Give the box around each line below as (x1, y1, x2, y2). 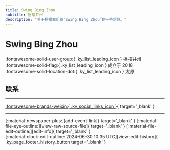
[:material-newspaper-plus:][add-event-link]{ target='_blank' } (5, 118, 136, 124)
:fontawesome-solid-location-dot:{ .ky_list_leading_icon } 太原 (5, 69, 135, 75)
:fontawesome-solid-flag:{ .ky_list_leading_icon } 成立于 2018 (5, 62, 133, 68)
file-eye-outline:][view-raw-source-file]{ (5, 123, 90, 129)
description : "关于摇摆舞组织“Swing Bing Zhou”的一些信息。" (5, 17, 127, 22)
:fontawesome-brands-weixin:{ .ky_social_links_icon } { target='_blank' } (5, 103, 155, 109)
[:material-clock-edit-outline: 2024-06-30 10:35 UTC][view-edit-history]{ (5, 134, 158, 140)
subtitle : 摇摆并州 (5, 12, 44, 17)
